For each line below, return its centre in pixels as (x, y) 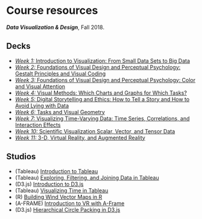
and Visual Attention (40, 86)
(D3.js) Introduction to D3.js (49, 184)
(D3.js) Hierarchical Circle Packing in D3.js (68, 209)
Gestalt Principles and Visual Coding (60, 74)
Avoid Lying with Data (42, 106)
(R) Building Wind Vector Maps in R (58, 197)
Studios (21, 157)
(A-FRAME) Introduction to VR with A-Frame (70, 203)
